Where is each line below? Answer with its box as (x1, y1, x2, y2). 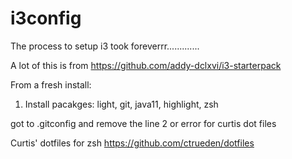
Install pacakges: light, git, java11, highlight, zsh (24, 98, 219, 110)
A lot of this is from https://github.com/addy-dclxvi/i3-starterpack (10, 59, 282, 71)
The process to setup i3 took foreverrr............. (10, 40, 200, 52)
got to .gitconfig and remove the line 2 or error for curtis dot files (10, 117, 277, 129)
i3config (10, 7, 82, 30)
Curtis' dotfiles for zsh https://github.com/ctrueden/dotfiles (10, 137, 255, 149)
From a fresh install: (10, 78, 92, 91)
